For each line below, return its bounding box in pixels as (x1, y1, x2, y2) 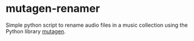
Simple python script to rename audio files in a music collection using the (5, 21, 188, 29)
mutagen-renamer (5, 2, 100, 15)
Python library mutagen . (5, 27, 66, 34)
